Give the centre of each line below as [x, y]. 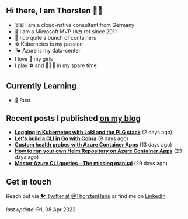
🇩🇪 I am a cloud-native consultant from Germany [74, 25]
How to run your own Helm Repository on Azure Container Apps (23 [98, 151]
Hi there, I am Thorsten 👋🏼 [55, 11]
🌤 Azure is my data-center [47, 50]
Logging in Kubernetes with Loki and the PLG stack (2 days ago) [93, 133]
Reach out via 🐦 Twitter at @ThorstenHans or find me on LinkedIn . [87, 196]
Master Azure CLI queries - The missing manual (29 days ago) [91, 164]
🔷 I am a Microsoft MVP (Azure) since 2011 [66, 31]
